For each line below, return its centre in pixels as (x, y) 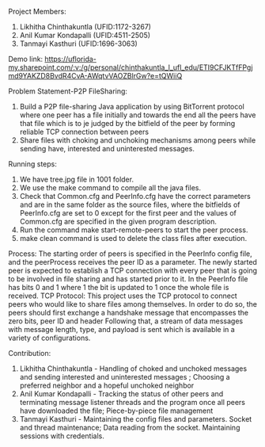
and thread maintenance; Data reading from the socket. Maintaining (130, 428)
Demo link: (26, 59)
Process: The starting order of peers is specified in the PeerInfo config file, (131, 254)
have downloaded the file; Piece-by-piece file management (116, 411)
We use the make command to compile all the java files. (110, 188)
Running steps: (33, 164)
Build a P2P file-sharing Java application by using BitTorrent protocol (132, 107)
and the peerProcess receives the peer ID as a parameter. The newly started (132, 262)
